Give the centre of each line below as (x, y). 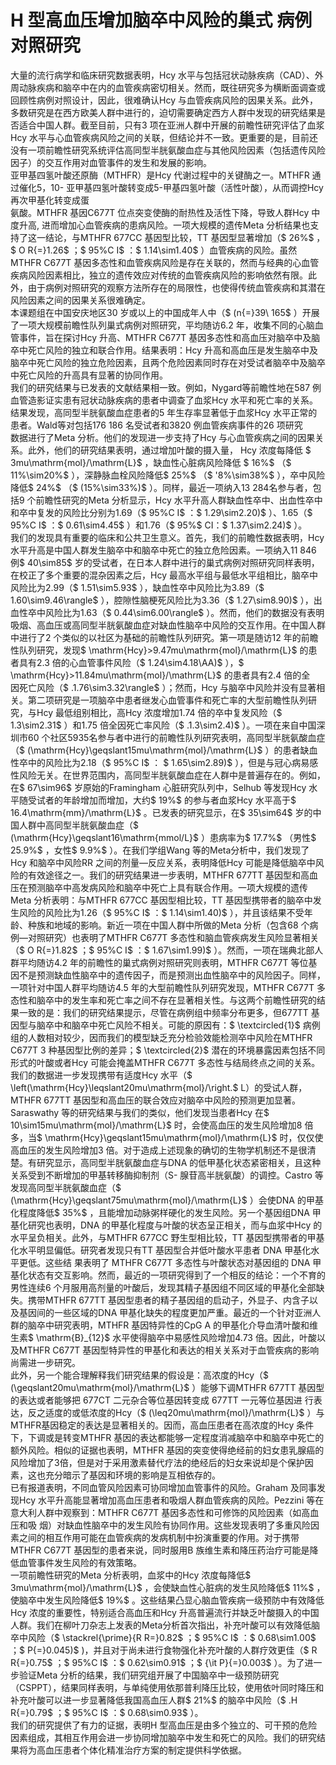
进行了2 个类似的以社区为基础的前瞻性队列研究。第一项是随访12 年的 (160, 637)
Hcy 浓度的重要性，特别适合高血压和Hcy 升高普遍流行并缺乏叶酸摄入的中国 (165, 1612)
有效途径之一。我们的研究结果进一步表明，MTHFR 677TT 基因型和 (164, 875)
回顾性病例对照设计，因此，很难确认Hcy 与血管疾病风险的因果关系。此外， (164, 100)
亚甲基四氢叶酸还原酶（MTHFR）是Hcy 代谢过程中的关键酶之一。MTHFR (160, 175)
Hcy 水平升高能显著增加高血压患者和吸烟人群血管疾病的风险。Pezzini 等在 (171, 1500)
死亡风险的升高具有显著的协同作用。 (93, 375)
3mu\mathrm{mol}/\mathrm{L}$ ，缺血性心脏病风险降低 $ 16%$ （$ (151, 462)
